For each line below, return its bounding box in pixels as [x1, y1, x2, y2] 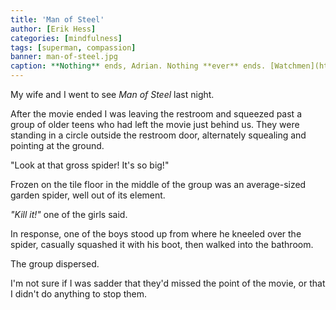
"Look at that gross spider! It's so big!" [10, 159, 170, 171]
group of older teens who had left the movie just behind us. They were [10, 119, 300, 130]
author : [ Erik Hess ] [10, 24, 97, 34]
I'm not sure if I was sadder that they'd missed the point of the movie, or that [10, 277, 326, 289]
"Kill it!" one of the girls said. [10, 209, 128, 220]
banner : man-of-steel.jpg [10, 52, 118, 62]
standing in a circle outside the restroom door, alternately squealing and [10, 129, 307, 141]
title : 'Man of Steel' [10, 14, 105, 25]
